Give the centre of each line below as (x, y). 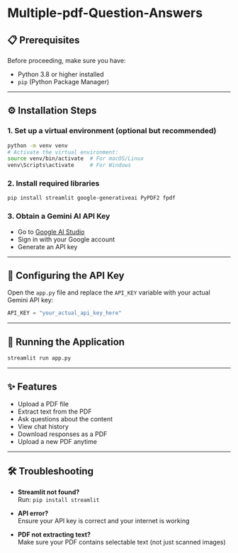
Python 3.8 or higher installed (61, 74)
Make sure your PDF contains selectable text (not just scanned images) (122, 542)
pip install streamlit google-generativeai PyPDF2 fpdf (91, 198)
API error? (33, 513)
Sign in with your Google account (66, 239)
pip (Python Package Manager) (63, 82)
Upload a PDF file (43, 404)
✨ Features (32, 387)
